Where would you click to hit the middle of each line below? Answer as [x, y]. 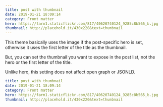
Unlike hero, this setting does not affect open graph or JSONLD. [70, 72]
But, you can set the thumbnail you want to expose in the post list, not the [80, 57]
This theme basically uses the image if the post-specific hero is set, [74, 42]
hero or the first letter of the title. [38, 62]
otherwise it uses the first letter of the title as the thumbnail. [66, 48]
